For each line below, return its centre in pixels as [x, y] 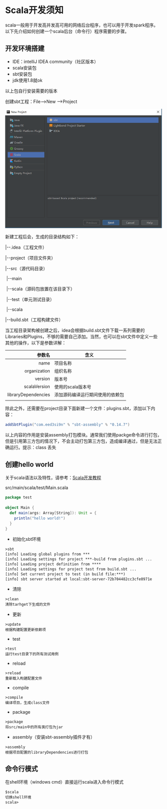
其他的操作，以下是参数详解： [36, 343]
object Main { [20, 508]
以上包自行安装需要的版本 [31, 91]
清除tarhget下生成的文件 [28, 604]
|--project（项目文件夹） [30, 258]
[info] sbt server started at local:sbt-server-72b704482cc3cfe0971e [79, 579]
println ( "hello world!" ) [40, 518]
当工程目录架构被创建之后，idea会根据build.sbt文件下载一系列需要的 [75, 331]
